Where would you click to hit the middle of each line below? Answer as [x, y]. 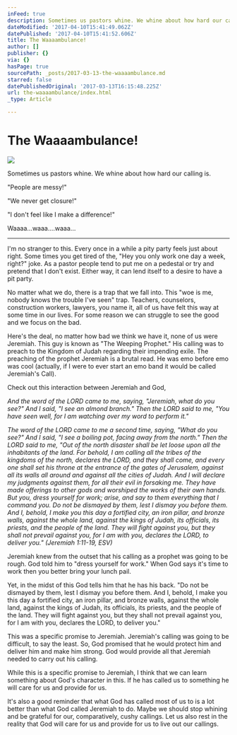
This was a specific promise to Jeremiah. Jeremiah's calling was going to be [118, 636]
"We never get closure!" [42, 201]
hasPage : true [28, 66]
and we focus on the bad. [44, 322]
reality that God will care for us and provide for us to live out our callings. [113, 724]
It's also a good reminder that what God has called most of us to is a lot [111, 701]
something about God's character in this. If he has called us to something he [118, 680]
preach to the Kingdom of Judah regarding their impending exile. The [108, 351]
